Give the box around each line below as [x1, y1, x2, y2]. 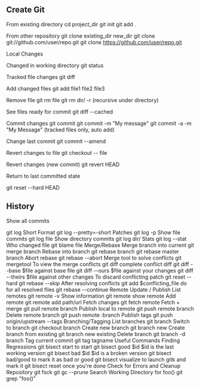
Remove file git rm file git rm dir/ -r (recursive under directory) [6, 96, 159, 103]
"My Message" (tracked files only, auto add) [6, 126, 115, 133]
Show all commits [6, 217, 50, 224]
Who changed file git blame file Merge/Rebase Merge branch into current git [6, 242, 195, 249]
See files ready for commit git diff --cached [6, 108, 113, 115]
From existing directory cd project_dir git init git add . [6, 20, 136, 28]
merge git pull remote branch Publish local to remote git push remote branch [6, 305, 194, 312]
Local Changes [6, 50, 44, 57]
